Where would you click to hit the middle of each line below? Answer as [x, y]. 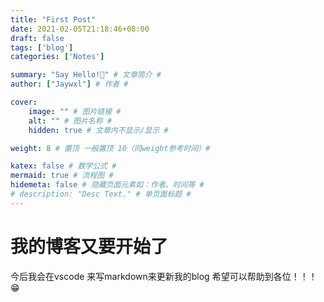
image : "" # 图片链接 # [75, 111]
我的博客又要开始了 [89, 246]
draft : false [37, 38]
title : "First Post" [53, 19]
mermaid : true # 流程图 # [62, 176]
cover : [24, 102]
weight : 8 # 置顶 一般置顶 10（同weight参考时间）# [110, 148]
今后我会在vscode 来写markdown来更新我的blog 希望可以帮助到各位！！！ [164, 276]
